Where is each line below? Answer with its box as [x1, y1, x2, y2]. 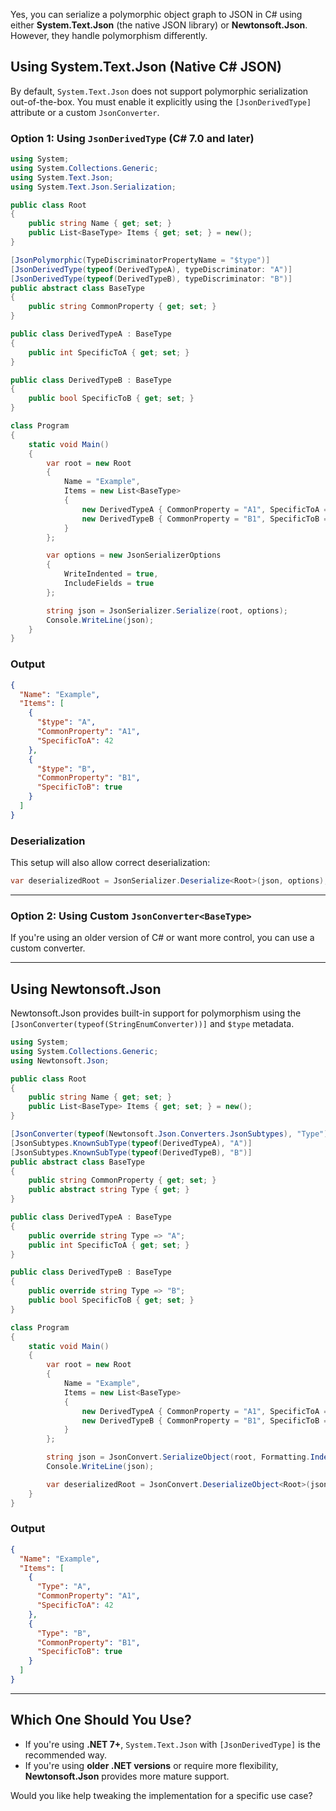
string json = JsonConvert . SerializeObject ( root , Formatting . [46, 1452, 311, 1463]
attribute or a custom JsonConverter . [10, 106, 160, 118]
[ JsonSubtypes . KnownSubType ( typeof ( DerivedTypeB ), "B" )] [10, 1147, 253, 1158]
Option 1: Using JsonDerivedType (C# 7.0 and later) [10, 131, 255, 145]
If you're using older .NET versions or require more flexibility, [24, 1759, 279, 1771]
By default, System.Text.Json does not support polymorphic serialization [10, 85, 309, 97]
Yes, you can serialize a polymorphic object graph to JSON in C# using [10, 9, 303, 20]
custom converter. [10, 942, 86, 954]
